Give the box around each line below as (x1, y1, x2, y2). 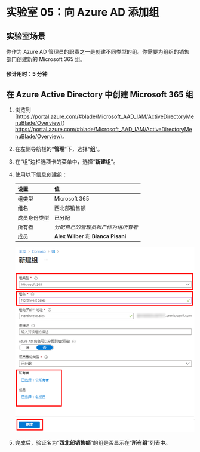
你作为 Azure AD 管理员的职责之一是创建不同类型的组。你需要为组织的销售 (6, 48, 190, 55)
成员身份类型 (17, 214, 50, 221)
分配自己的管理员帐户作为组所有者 (54, 223, 139, 230)
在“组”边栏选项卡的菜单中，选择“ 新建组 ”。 (14, 158, 119, 165)
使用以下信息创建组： (14, 171, 67, 178)
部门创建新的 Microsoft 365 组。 (6, 56, 85, 63)
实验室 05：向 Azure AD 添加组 (6, 5, 159, 19)
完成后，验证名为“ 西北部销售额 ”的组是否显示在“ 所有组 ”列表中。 (14, 439, 171, 446)
